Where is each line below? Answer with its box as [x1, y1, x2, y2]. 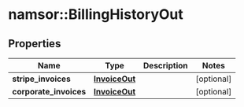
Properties [8, 37, 61, 50]
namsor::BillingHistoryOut [8, 6, 183, 24]
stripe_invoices [12, 73, 71, 84]
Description [142, 61, 188, 71]
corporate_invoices [12, 87, 87, 97]
